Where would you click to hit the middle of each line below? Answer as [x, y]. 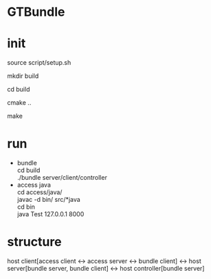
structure [34, 242]
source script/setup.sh [39, 63]
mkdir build [23, 76]
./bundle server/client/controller [62, 178]
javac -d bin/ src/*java [48, 200]
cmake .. [19, 103]
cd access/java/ [40, 192]
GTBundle [36, 12]
